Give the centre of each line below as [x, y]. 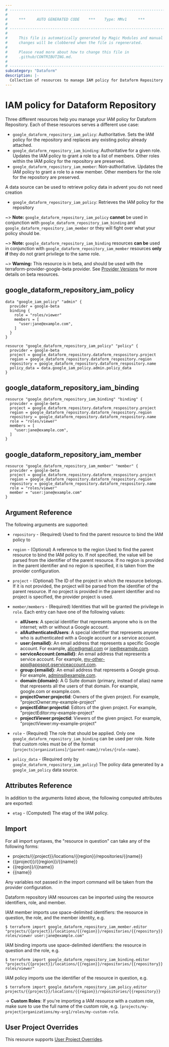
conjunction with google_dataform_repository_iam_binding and [70, 222]
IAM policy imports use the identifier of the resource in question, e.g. [76, 978]
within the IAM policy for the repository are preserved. [68, 161]
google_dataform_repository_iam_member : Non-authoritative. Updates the [88, 166]
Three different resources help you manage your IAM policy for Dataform [81, 119]
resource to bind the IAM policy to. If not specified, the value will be [82, 555]
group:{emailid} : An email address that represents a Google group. [90, 670]
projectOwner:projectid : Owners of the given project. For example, [90, 696]
